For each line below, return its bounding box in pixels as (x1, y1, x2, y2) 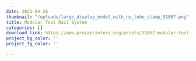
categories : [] (6, 24, 43, 31)
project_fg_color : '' (6, 41, 59, 47)
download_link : (6, 30, 43, 36)
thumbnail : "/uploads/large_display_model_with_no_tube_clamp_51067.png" (6, 14, 190, 20)
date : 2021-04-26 (6, 8, 48, 15)
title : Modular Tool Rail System (6, 19, 87, 25)
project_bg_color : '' (6, 35, 59, 41)
